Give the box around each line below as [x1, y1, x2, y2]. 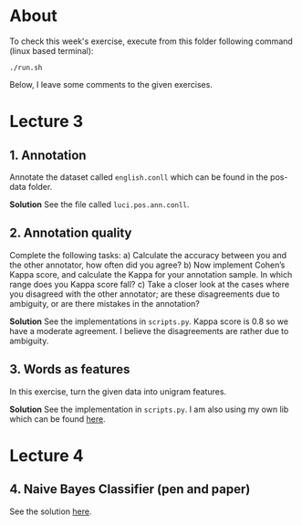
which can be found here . [9, 413, 107, 425]
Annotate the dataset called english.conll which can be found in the [9, 171, 269, 183]
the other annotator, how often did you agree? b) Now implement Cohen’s [9, 259, 286, 270]
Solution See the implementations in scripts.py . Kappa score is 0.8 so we [9, 316, 289, 327]
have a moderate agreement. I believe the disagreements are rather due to [9, 325, 289, 336]
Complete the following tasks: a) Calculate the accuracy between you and [9, 249, 287, 260]
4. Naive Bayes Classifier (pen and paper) [9, 481, 251, 498]
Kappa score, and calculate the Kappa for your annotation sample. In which [9, 268, 293, 279]
